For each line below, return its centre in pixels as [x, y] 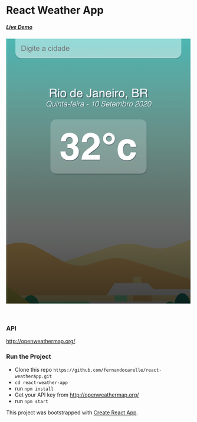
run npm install [34, 388]
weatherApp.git [33, 376]
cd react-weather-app [41, 382]
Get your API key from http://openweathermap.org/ [77, 395]
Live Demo [19, 27]
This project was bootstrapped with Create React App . [72, 413]
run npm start [31, 401]
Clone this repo [33, 369]
